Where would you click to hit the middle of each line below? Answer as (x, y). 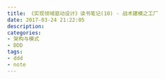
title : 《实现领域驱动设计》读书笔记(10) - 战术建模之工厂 (83, 13)
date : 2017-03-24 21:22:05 (46, 20)
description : (26, 26)
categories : (24, 33)
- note (17, 65)
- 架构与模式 (23, 39)
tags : (15, 52)
